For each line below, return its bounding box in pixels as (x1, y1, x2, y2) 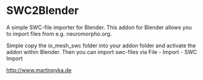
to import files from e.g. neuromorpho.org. (6, 30, 112, 37)
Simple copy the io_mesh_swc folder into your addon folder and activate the (6, 42, 196, 49)
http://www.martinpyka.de (6, 66, 72, 73)
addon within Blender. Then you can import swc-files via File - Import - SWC (6, 48, 198, 55)
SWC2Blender (6, 4, 79, 18)
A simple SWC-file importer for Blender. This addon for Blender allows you (6, 24, 192, 31)
